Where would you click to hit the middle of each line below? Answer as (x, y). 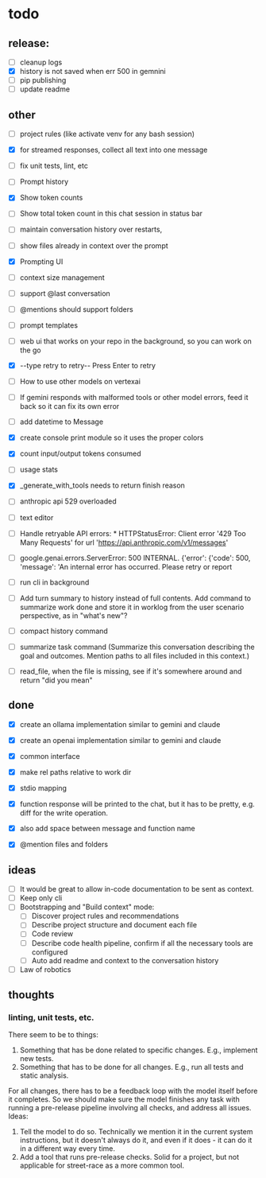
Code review (52, 934)
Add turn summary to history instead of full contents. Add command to (135, 598)
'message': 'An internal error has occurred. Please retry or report (126, 566)
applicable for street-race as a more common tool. (102, 1165)
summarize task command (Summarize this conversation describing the (137, 647)
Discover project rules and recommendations (105, 916)
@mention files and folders (64, 845)
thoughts (31, 995)
